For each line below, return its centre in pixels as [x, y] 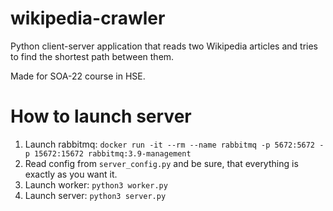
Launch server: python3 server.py [95, 195]
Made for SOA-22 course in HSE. [78, 76]
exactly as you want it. [71, 174]
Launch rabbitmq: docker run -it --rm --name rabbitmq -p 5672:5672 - [174, 144]
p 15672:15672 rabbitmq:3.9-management [108, 153]
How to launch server [101, 116]
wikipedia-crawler [88, 18]
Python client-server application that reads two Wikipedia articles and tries [164, 46]
